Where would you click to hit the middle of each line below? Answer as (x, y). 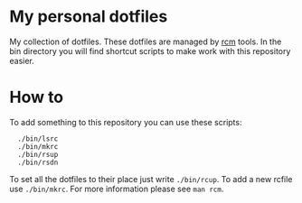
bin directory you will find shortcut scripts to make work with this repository (150, 51)
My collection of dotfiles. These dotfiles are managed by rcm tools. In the (146, 42)
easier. (22, 60)
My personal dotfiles (89, 17)
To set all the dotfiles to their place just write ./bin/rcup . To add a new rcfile (151, 179)
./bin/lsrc (38, 138)
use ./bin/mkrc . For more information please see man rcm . (117, 189)
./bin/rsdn (38, 162)
